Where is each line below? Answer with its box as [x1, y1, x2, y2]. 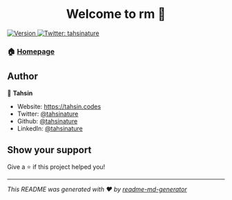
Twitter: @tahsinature [17, 110, 79, 118]
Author [7, 70, 38, 82]
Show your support [7, 144, 92, 156]
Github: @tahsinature [17, 117, 78, 125]
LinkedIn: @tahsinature [17, 124, 83, 132]
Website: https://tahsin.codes [17, 102, 101, 110]
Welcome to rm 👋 [66, 6, 166, 22]
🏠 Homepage [7, 46, 55, 56]
